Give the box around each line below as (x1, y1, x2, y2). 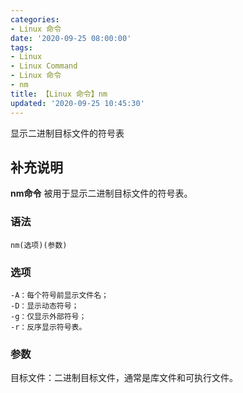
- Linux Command (10, 61, 78, 71)
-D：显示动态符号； (10, 301, 80, 311)
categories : (10, 14, 60, 25)
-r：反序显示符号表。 (10, 322, 87, 332)
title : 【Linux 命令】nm (10, 89, 108, 99)
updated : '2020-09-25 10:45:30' (10, 98, 145, 108)
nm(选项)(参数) (10, 240, 68, 250)
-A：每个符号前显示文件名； (10, 290, 110, 300)
